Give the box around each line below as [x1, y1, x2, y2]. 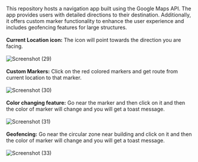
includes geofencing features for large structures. [6, 24, 127, 31]
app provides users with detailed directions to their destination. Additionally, [6, 11, 191, 18]
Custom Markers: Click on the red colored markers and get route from [6, 68, 178, 74]
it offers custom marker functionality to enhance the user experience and [6, 18, 184, 24]
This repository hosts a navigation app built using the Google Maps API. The [6, 5, 191, 12]
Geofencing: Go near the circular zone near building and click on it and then [6, 131, 192, 138]
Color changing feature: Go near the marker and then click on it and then [6, 99, 186, 106]
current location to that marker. [6, 74, 82, 81]
